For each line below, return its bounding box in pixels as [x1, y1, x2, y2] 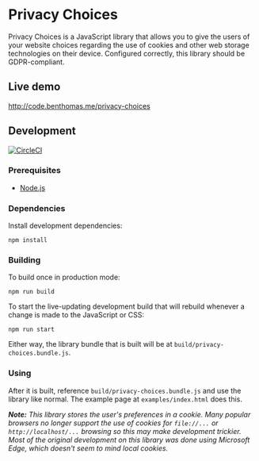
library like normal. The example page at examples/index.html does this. [8, 394, 243, 404]
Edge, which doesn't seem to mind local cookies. [8, 443, 169, 453]
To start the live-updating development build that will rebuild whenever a [8, 302, 246, 311]
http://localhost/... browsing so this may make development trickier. [8, 426, 242, 436]
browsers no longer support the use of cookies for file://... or [8, 418, 219, 428]
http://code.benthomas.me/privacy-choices [8, 101, 150, 110]
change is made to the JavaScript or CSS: [8, 310, 145, 320]
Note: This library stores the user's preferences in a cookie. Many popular [8, 409, 251, 419]
